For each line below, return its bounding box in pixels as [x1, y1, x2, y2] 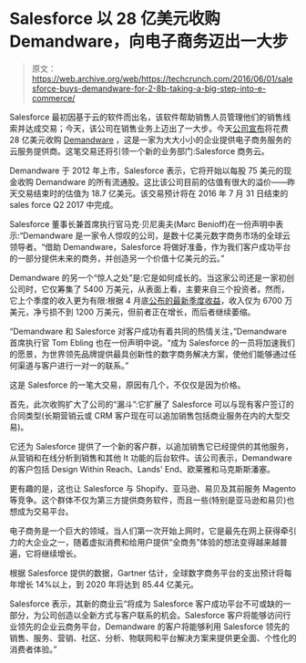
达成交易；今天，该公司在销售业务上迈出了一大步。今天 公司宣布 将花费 [25, 122, 289, 133]
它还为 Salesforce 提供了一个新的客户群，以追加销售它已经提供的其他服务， [9, 440, 294, 451]
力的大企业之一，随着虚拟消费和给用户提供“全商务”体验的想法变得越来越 [9, 536, 280, 547]
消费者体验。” [9, 644, 57, 655]
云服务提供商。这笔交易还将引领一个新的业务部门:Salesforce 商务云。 [9, 145, 270, 156]
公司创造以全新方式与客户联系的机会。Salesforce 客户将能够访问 [40, 609, 284, 620]
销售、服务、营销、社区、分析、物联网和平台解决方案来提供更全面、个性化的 [9, 632, 297, 643]
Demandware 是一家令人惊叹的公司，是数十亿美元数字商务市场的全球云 [22, 230, 291, 241]
